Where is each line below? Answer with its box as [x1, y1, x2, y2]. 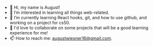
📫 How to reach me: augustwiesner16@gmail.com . [9, 35, 113, 41]
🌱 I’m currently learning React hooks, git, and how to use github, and [9, 15, 147, 20]
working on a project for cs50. [9, 20, 70, 25]
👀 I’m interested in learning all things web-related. [9, 10, 109, 15]
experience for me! [9, 30, 48, 35]
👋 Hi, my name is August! [9, 5, 60, 10]
